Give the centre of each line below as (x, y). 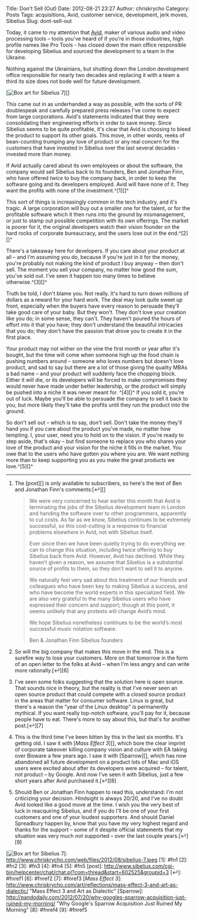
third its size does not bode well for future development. (74, 81)
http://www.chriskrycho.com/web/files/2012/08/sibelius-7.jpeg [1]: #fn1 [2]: (97, 860)
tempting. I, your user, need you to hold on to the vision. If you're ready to (95, 435)
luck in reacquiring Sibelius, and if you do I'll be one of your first (92, 811)
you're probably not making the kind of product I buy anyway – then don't (95, 263)
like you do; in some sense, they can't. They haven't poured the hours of (94, 318)
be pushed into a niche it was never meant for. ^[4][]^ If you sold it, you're (95, 392)
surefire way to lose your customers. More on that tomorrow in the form (101, 658)
